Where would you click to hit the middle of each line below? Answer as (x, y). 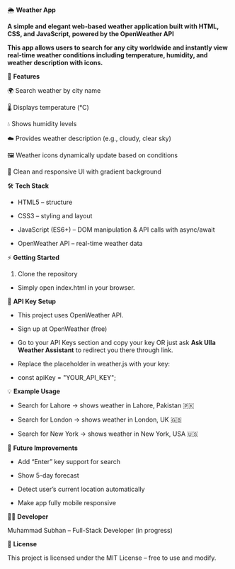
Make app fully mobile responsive (67, 503)
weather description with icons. (55, 63)
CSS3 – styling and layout (55, 216)
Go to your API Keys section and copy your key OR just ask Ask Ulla (116, 343)
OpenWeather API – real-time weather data (80, 243)
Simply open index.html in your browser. (76, 288)
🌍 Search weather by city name (54, 90)
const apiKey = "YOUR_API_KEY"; (67, 377)
